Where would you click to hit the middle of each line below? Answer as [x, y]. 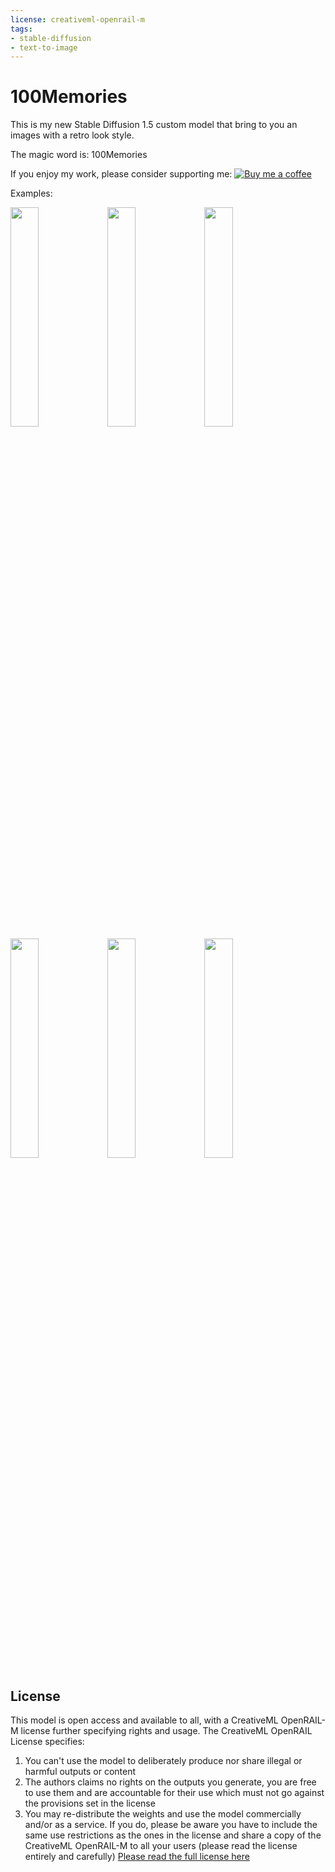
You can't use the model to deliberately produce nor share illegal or [163, 1760]
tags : [21, 29]
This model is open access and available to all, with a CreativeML [144, 1720]
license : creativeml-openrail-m [77, 19]
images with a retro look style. [72, 135]
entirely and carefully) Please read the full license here [137, 1856]
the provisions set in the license [90, 1803]
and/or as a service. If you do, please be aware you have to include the [171, 1824]
